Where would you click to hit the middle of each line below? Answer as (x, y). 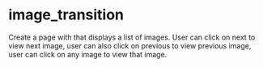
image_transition (66, 15)
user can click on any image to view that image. (88, 54)
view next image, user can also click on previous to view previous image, (130, 45)
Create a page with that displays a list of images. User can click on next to (132, 37)
